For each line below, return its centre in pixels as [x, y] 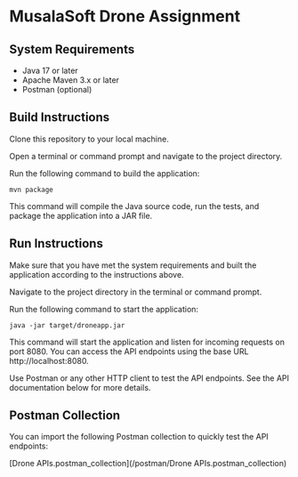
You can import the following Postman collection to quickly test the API [139, 437]
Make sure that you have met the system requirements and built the [133, 265]
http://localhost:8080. [49, 360]
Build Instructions [60, 117]
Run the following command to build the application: [105, 173]
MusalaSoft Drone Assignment [125, 16]
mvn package [31, 190]
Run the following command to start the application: [104, 309]
